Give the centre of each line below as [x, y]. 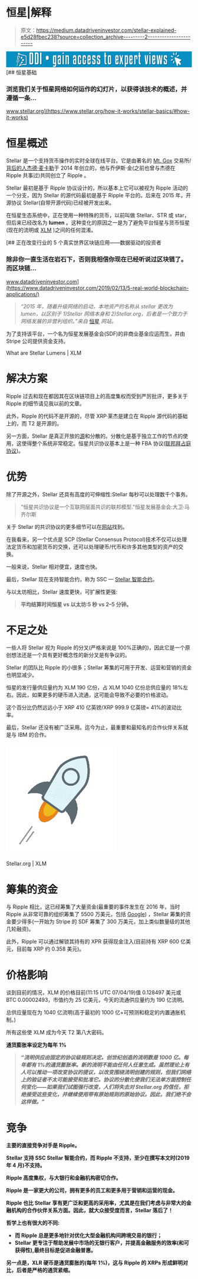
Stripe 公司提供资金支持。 [37, 341]
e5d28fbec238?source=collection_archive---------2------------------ [105, 37]
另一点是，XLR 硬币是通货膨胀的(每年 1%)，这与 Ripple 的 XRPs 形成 [89, 1263]
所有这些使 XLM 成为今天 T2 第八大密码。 [57, 1033]
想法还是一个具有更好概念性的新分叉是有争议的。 [70, 655]
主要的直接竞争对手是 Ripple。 [43, 1145]
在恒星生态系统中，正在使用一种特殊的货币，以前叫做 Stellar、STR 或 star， [98, 215]
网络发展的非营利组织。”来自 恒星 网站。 [68, 321]
